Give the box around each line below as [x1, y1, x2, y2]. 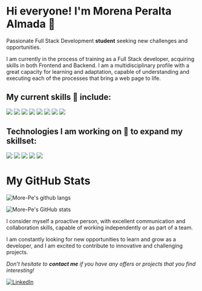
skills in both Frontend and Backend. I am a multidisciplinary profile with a [6, 62, 189, 69]
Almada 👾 [6, 17, 56, 31]
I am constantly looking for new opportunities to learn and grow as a [6, 235, 177, 243]
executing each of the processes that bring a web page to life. [6, 74, 161, 82]
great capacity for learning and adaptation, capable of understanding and [6, 68, 189, 75]
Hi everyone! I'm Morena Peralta [6, 4, 172, 18]
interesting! [6, 266, 34, 273]
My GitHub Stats [6, 174, 91, 188]
